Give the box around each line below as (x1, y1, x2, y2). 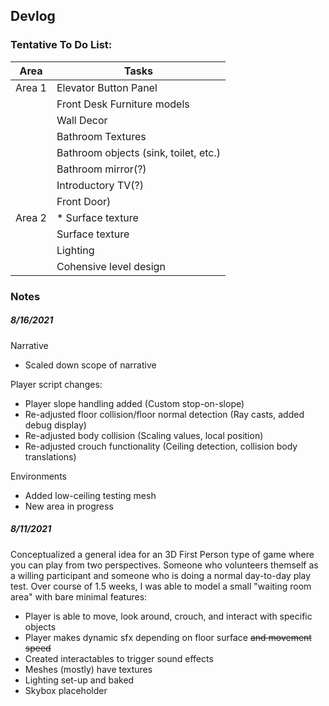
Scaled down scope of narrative (24, 359, 157, 371)
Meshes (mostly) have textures (24, 663, 153, 675)
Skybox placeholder (24, 684, 108, 696)
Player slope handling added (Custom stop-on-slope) (24, 397, 245, 409)
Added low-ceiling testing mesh (24, 489, 157, 501)
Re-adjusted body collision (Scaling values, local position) (24, 429, 264, 441)
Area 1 (15, 80, 47, 94)
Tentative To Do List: (10, 38, 113, 52)
